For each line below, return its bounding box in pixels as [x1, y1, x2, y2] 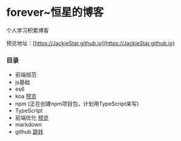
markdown [15, 121, 42, 128]
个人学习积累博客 [6, 27, 49, 34]
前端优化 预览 [15, 114, 49, 122]
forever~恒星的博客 [6, 5, 104, 19]
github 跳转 [15, 128, 44, 136]
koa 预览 [15, 93, 37, 100]
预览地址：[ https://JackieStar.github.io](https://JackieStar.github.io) [6, 39, 175, 47]
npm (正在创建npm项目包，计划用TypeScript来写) [15, 100, 139, 108]
